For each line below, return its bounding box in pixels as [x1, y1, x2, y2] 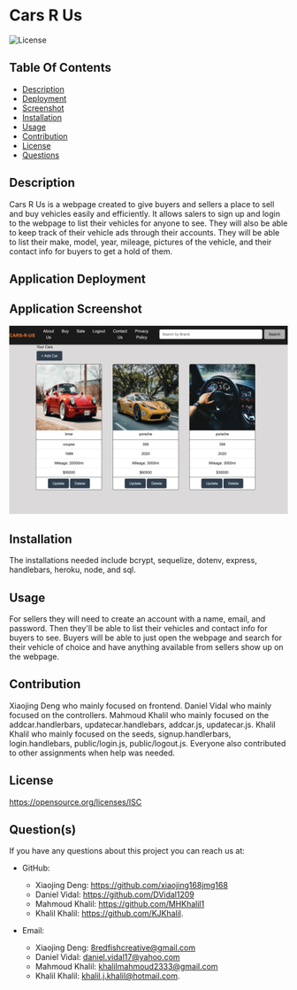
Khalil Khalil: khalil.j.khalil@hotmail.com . [34, 971, 180, 981]
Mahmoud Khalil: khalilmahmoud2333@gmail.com [34, 962, 218, 972]
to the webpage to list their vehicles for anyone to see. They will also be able [9, 218, 288, 228]
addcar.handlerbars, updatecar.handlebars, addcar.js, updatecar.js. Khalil [9, 719, 276, 730]
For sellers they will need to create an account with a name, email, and [9, 613, 266, 624]
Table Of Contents [9, 60, 112, 75]
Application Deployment [9, 271, 146, 286]
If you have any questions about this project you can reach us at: [9, 846, 245, 856]
